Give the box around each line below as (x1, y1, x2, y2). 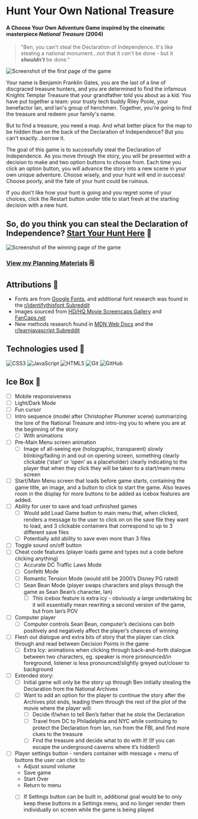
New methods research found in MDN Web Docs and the (14, 320, 154, 327)
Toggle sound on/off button (14, 542, 82, 549)
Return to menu (23, 782, 61, 789)
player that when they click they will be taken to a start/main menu (23, 465, 185, 472)
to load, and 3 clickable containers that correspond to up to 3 (23, 523, 173, 530)
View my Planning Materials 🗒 (6, 259, 95, 267)
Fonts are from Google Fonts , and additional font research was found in (14, 295, 189, 302)
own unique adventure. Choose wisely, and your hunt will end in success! (6, 171, 185, 178)
